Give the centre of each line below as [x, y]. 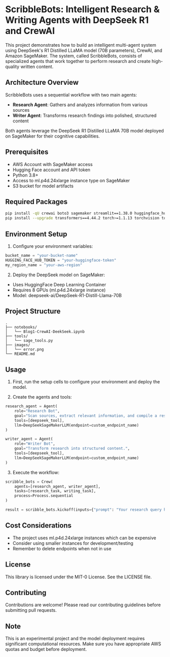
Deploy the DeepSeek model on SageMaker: [59, 275]
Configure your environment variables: [53, 246]
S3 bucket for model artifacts [43, 186]
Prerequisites [27, 152]
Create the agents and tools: [42, 397]
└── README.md [20, 354]
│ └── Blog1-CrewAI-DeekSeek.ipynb [45, 332]
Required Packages [36, 202]
